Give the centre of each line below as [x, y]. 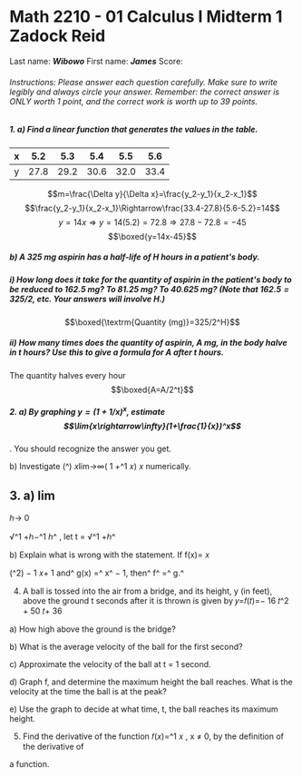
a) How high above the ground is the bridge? [93, 629]
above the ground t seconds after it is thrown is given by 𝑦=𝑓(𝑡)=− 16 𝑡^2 [156, 601]
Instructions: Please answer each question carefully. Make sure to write [144, 82]
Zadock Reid [58, 36]
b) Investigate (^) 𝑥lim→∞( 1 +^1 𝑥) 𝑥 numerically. [101, 467]
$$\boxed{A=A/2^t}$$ [152, 389]
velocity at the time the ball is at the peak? [88, 692]
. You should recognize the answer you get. [91, 449]
